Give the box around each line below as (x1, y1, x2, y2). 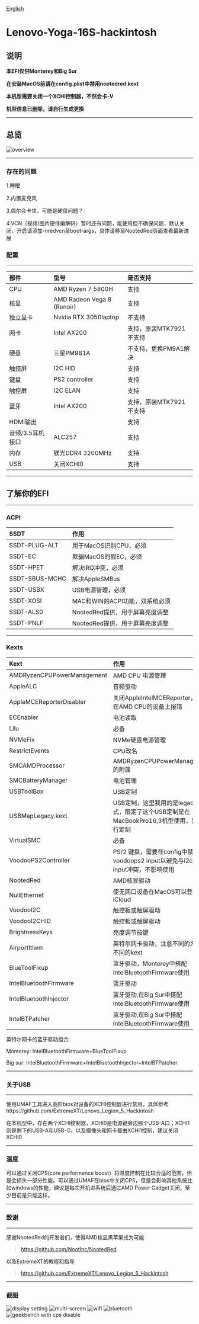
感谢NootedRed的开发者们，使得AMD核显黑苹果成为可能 (6, 1233, 145, 1240)
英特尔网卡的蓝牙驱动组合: (6, 1036, 70, 1043)
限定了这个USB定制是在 (124, 807, 191, 816)
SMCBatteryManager (9, 776, 68, 784)
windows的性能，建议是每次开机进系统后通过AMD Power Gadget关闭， (11, 1184, 185, 1191)
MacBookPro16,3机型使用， (113, 816, 192, 825)
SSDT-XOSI (9, 597, 42, 605)
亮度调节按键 (113, 928, 149, 937)
